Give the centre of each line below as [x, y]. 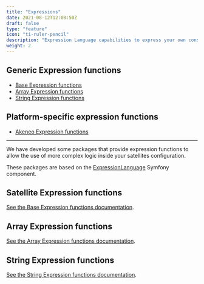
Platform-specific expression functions [83, 117]
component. [21, 174]
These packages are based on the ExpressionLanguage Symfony [88, 167]
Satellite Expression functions [64, 193]
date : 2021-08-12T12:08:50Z [42, 18]
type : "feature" [27, 29]
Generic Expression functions [64, 70]
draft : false [23, 23]
